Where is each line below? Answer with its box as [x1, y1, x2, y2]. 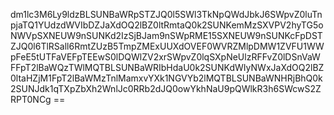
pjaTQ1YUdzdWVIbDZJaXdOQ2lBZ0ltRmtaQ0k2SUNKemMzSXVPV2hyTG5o [10, 19, 324, 31]
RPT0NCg [10, 94, 52, 105]
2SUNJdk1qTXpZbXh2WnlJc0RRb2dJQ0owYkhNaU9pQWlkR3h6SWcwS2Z [10, 83, 322, 94]
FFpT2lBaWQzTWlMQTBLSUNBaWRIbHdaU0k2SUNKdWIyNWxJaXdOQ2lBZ [10, 62, 325, 73]
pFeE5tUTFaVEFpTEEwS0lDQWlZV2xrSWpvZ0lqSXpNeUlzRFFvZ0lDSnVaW [10, 51, 321, 63]
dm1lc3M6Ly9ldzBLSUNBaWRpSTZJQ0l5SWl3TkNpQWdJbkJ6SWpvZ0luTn [10, 9, 323, 20]
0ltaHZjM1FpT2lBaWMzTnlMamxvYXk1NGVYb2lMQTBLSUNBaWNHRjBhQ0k [10, 72, 323, 84]
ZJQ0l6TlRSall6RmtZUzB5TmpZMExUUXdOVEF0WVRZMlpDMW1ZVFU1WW [10, 40, 325, 52]
